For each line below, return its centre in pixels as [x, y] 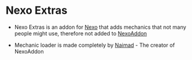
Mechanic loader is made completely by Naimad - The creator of [94, 45]
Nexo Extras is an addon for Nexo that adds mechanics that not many [100, 27]
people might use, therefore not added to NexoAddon [81, 33]
